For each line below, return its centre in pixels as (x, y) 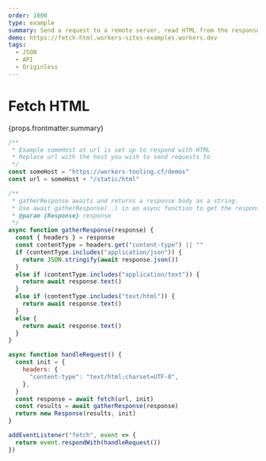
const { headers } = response (65, 238)
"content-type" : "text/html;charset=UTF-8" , (104, 376)
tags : (17, 45)
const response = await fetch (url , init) (85, 399)
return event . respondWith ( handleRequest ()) (88, 442)
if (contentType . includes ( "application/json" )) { (99, 252)
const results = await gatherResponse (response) (97, 406)
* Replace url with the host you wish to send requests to (111, 157)
